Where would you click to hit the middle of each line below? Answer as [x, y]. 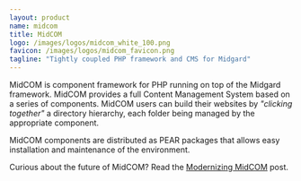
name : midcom [34, 26]
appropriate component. [54, 123]
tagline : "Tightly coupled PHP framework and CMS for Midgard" [130, 59]
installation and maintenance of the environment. [100, 150]
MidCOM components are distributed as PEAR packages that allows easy [145, 140]
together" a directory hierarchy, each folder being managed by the [132, 113]
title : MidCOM [36, 34]
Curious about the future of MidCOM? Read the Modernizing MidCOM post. [149, 167]
